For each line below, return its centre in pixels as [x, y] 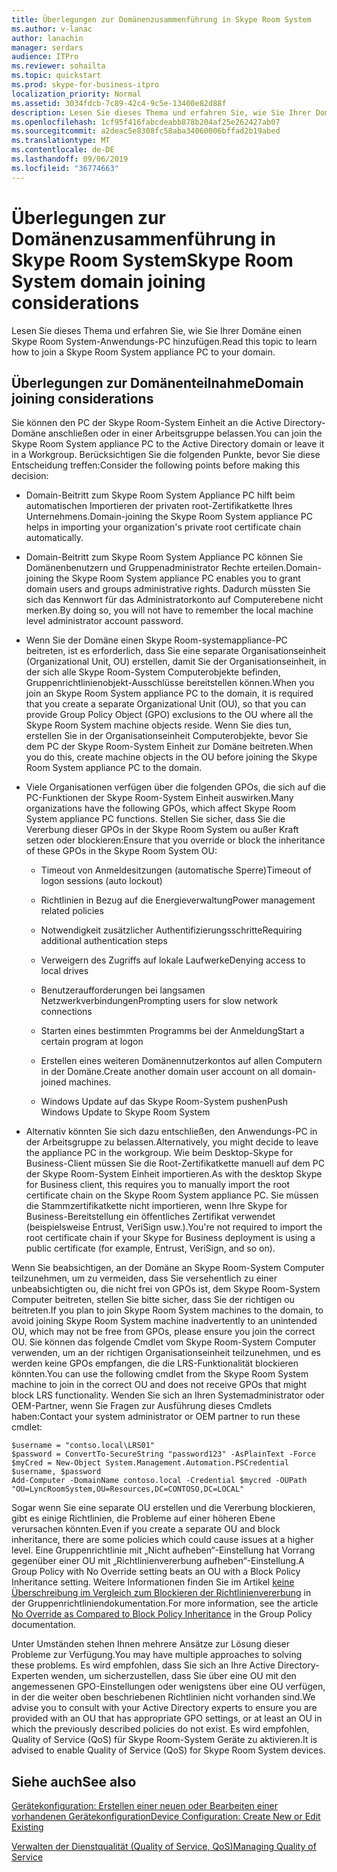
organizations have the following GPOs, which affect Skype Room [161, 808]
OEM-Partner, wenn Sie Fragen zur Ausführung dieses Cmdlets [142, 1406]
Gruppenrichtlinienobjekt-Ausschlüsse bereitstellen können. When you [170, 683]
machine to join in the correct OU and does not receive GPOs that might [159, 1385]
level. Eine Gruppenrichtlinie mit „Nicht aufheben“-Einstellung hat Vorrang [163, 1550]
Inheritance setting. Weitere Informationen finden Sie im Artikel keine [153, 1582]
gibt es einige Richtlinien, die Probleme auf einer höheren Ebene [143, 1518]
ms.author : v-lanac [52, 29]
